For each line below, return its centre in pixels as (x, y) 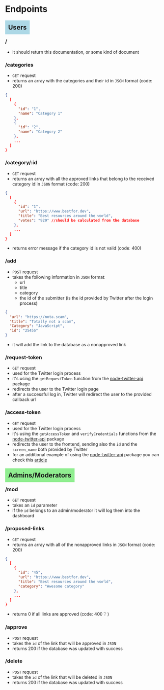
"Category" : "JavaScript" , (37, 326)
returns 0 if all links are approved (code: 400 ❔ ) (61, 614)
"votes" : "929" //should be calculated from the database (79, 220)
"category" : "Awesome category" (51, 586)
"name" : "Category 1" (40, 113)
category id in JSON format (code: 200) (51, 184)
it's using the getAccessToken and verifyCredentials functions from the (84, 434)
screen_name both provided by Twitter (50, 449)
